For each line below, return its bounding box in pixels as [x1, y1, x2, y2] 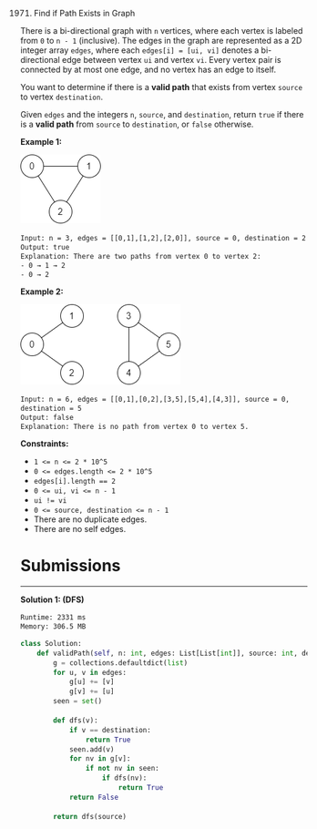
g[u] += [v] [68, 678, 115, 687]
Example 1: [20, 137, 63, 147]
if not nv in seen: [85, 764, 159, 773]
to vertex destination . [20, 91, 104, 102]
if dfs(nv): [101, 773, 148, 783]
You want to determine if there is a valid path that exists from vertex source [20, 82, 303, 92]
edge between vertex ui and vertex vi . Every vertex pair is [61, 55, 281, 65]
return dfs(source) [53, 812, 128, 821]
